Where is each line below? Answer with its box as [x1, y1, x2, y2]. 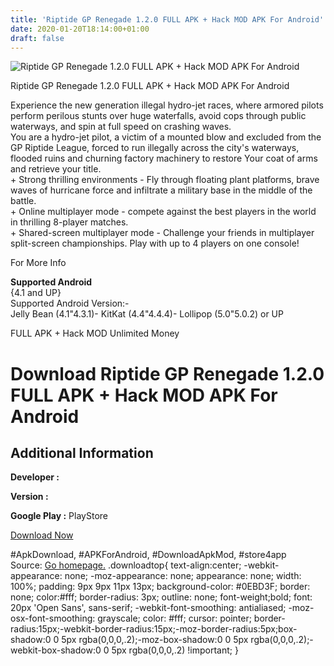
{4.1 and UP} [10, 287, 62, 299]
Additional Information [10, 444, 154, 461]
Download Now [10, 529, 74, 541]
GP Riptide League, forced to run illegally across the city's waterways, [10, 142, 300, 154]
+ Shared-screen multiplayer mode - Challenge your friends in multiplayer [10, 227, 315, 239]
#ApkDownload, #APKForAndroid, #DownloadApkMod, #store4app [10, 549, 287, 561]
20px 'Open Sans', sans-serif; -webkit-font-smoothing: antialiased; [10, 602, 287, 614]
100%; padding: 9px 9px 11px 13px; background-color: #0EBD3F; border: [10, 581, 311, 593]
